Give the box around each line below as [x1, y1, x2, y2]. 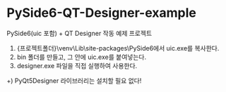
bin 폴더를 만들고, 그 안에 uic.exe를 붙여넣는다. [16, 53, 146, 61]
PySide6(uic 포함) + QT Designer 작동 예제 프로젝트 [6, 29, 153, 37]
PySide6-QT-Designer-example [6, 5, 197, 21]
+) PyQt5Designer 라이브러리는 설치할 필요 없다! [6, 76, 142, 85]
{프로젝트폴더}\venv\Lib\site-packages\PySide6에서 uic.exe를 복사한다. [16, 44, 220, 52]
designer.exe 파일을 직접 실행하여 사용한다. [16, 61, 138, 70]
